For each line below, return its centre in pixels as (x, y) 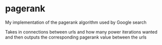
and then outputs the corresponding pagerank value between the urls (76, 37)
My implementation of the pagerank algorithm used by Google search (76, 22)
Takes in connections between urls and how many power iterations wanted (81, 32)
